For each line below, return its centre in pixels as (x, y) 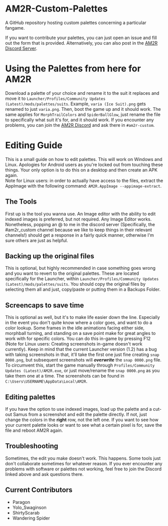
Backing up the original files (50, 256)
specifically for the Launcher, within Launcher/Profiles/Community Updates (82, 279)
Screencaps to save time (45, 305)
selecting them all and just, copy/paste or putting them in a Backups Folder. (83, 289)
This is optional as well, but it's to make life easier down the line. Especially (83, 317)
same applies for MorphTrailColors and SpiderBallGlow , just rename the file (83, 114)
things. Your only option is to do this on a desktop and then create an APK (81, 170)
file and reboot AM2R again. (34, 430)
